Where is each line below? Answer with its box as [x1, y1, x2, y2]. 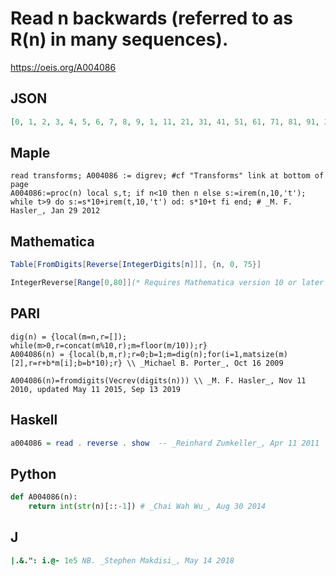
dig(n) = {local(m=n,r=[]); [10, 332, 128, 342]
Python [10, 465, 57, 482]
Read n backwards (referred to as [10, 7, 293, 30]
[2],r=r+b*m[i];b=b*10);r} [10, 358, 123, 368]
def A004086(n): [10, 492, 78, 502]
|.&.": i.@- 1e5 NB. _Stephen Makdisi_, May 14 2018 [10, 555, 235, 566]
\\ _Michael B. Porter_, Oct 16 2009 [126, 358, 284, 368]
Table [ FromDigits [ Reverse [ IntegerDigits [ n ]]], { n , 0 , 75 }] [10, 260, 262, 270]
